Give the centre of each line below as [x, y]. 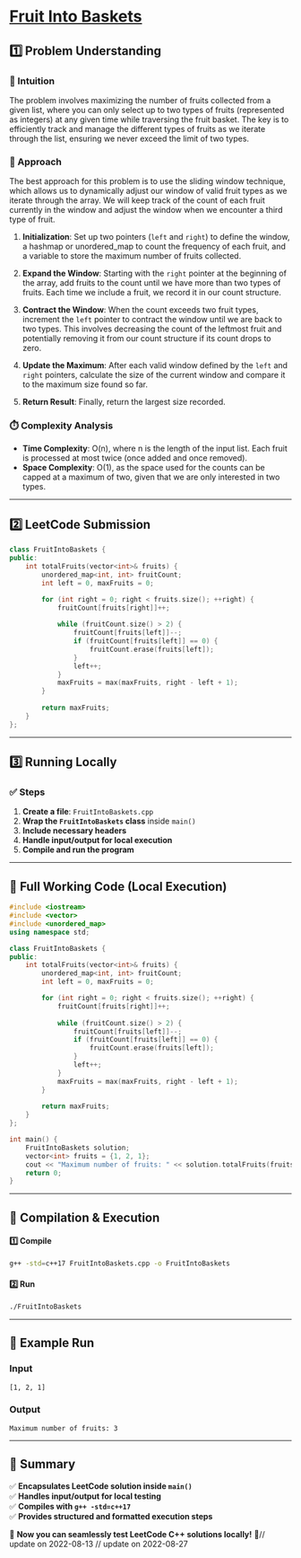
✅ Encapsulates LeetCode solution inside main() [101, 1486]
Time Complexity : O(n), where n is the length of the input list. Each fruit [155, 449]
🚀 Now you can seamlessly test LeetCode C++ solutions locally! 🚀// [138, 1534]
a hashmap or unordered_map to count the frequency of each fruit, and [154, 246]
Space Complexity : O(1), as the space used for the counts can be [144, 468]
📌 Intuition [32, 81]
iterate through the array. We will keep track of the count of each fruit [138, 200]
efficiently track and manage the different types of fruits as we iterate [138, 128]
